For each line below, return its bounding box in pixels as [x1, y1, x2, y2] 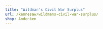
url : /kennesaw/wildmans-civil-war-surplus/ [5, 12, 99, 17]
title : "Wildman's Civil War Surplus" [5, 7, 85, 12]
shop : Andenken [5, 16, 37, 21]
